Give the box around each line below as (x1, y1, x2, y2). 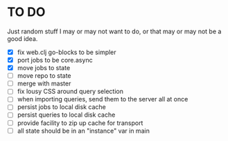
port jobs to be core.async (17, 56, 93, 64)
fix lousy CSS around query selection (17, 88, 123, 96)
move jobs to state (17, 64, 71, 72)
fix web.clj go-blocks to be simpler (17, 48, 116, 56)
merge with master (17, 79, 71, 88)
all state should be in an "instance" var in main (17, 126, 150, 135)
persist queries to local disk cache (17, 110, 116, 119)
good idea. (7, 34, 38, 42)
